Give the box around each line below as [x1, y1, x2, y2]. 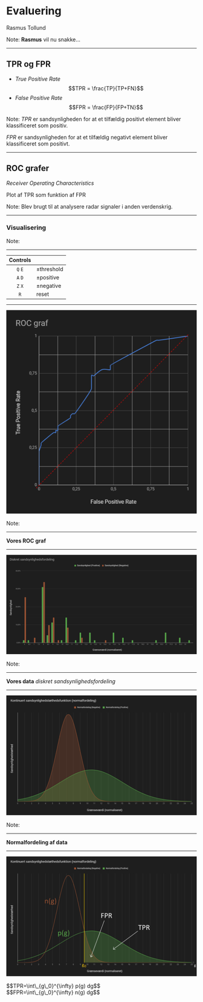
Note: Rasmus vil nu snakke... [6, 36, 80, 43]
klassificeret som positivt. [6, 140, 70, 147]
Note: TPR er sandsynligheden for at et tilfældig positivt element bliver [6, 115, 181, 122]
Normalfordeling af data [6, 839, 68, 846]
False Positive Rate [14, 94, 63, 101]
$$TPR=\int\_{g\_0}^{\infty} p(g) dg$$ [6, 983, 101, 990]
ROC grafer [6, 163, 50, 173]
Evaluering [6, 4, 62, 18]
